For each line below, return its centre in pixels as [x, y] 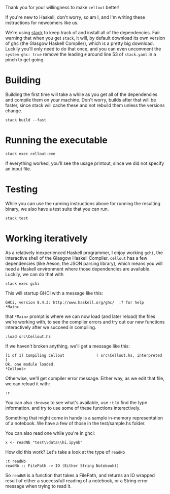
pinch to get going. [25, 60]
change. [14, 110]
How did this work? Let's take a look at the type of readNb [65, 452]
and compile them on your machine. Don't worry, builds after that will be [81, 100]
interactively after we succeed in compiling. [51, 327]
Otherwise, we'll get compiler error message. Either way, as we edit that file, [85, 378]
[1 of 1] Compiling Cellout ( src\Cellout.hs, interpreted [84, 355]
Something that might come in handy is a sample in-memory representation [84, 417]
